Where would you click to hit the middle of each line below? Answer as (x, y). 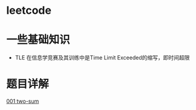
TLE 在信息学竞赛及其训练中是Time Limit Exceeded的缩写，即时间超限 (102, 58)
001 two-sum (23, 101)
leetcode (29, 11)
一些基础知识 (38, 40)
